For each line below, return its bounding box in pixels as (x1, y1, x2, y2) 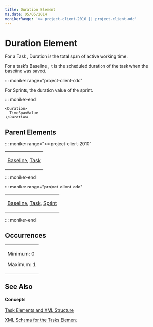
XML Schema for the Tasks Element (5, 317, 77, 323)
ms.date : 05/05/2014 (5, 12, 48, 17)
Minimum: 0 (7, 250, 35, 257)
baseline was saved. (5, 68, 47, 74)
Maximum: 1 (7, 261, 36, 268)
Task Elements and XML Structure (5, 307, 74, 313)
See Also (5, 282, 33, 291)
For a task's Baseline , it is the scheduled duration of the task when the (5, 63, 148, 69)
